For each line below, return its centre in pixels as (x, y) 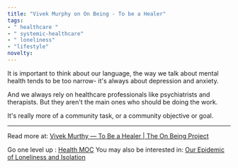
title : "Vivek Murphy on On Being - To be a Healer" (87, 14)
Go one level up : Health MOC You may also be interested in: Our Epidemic (116, 150)
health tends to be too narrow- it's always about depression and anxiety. (113, 80)
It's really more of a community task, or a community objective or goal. (110, 115)
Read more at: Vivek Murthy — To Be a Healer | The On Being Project (108, 136)
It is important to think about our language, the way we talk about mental (113, 73)
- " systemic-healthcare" (45, 34)
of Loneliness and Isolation (47, 157)
